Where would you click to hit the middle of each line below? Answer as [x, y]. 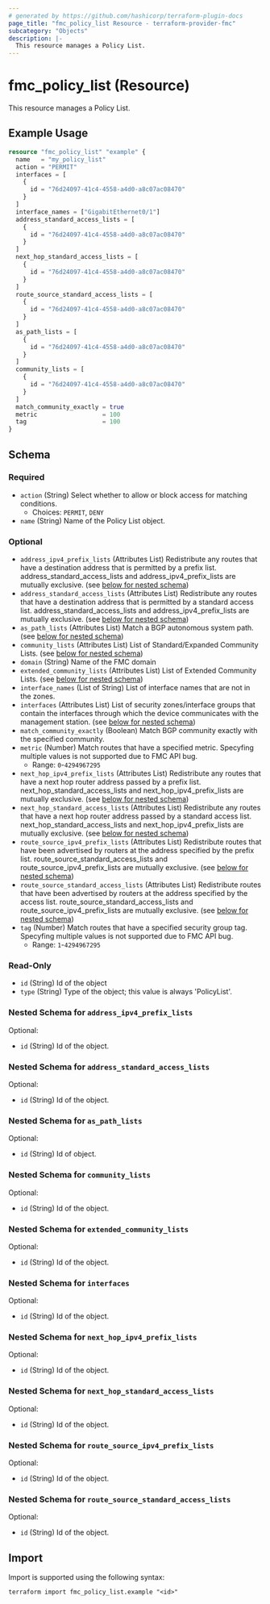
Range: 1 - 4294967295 [66, 945]
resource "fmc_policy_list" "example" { [77, 152]
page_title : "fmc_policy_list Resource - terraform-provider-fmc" [122, 23]
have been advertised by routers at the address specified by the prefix [137, 851]
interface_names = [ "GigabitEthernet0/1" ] [88, 212]
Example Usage [48, 133]
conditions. [39, 503]
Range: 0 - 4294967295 [66, 765]
